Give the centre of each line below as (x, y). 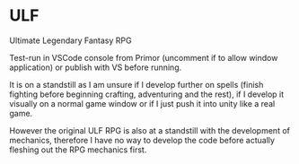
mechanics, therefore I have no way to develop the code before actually (142, 140)
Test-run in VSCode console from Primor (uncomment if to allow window (144, 57)
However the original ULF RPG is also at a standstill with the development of (149, 130)
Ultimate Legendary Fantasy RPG (70, 40)
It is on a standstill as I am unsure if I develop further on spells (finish (136, 84)
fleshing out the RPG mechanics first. (78, 150)
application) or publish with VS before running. (96, 67)
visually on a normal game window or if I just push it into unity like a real (142, 103)
